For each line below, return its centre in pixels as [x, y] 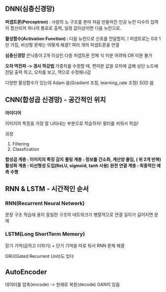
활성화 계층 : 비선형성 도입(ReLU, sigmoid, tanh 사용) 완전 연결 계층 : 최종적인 [81, 165]
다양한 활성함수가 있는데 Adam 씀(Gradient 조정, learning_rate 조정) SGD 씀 [80, 82]
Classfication [26, 149]
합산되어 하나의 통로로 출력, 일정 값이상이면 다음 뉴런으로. [66, 28]
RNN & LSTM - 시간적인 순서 [47, 189]
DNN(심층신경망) [30, 9]
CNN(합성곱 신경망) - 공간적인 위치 [55, 100]
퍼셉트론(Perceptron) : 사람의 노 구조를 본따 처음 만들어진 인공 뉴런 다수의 [77, 22]
